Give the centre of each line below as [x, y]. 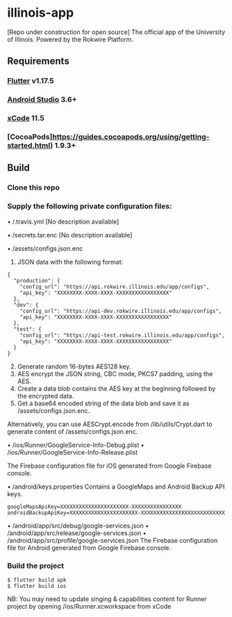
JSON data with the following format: [70, 262]
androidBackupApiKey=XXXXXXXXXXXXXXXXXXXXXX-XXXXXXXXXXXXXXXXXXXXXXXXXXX [116, 513]
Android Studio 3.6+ [42, 100]
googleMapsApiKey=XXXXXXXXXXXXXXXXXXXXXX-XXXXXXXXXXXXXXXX [94, 507]
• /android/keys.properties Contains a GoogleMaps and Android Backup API [116, 487]
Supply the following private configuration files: [90, 206]
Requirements [38, 61]
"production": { [37, 280]
